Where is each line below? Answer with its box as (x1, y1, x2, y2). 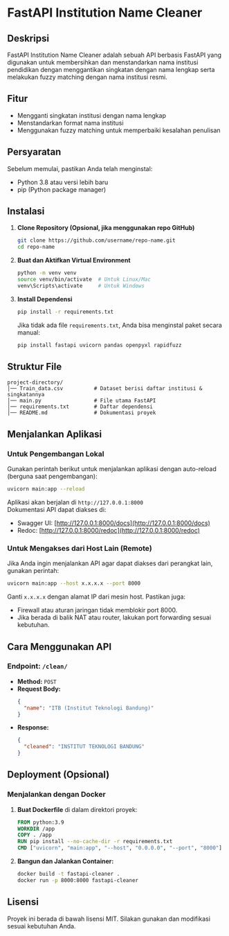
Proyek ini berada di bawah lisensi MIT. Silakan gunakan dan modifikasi (7, 915, 211, 923)
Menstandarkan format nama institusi (17, 118, 124, 127)
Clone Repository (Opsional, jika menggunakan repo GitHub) (17, 224, 195, 232)
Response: (17, 723, 49, 732)
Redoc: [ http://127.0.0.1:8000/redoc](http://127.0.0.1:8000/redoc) (17, 526, 201, 534)
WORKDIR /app (17, 825, 55, 832)
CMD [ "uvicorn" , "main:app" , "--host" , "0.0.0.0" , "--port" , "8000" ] (17, 845, 223, 851)
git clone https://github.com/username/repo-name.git (17, 237, 176, 244)
